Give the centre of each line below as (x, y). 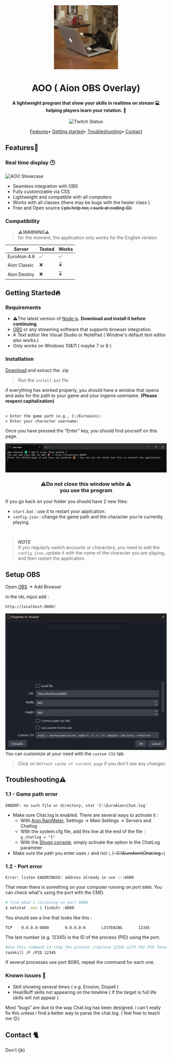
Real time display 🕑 (30, 162)
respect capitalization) (30, 401)
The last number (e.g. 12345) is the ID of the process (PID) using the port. (83, 937)
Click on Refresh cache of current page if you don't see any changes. (92, 763)
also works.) (26, 340)
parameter (31, 847)
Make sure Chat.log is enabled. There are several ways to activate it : (85, 815)
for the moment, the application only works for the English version (87, 238)
